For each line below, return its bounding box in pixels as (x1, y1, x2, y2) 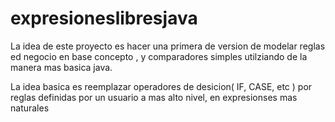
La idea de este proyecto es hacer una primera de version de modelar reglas (10, 40, 326, 52)
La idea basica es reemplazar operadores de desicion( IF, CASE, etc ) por (10, 80, 313, 92)
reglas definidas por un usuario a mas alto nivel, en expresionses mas (10, 91, 298, 103)
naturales (10, 102, 50, 114)
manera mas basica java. (10, 61, 113, 73)
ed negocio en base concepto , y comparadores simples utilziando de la (10, 50, 308, 62)
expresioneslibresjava (10, 7, 198, 30)
